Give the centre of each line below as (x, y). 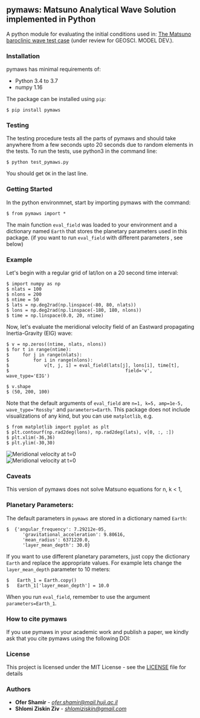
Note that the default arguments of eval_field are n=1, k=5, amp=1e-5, (95, 403)
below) (15, 244)
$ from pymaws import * (36, 213)
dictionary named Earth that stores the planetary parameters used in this (97, 231)
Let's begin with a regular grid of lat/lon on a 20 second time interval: (92, 273)
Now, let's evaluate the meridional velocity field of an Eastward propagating (100, 327)
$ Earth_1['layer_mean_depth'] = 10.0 (58, 586)
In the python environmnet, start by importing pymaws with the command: (98, 202)
